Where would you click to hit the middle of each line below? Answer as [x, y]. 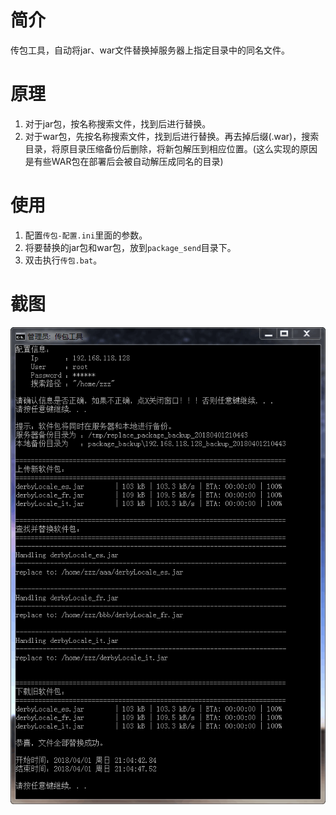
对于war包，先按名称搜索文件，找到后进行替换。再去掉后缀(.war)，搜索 [172, 136]
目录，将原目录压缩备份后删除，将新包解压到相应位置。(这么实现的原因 [171, 148]
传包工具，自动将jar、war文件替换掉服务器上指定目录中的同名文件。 [150, 50]
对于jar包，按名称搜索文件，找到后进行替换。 [118, 123]
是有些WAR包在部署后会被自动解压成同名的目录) [124, 161]
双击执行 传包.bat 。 [63, 260]
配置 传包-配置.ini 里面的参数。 [86, 235]
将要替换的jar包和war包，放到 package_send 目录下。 [130, 247]
